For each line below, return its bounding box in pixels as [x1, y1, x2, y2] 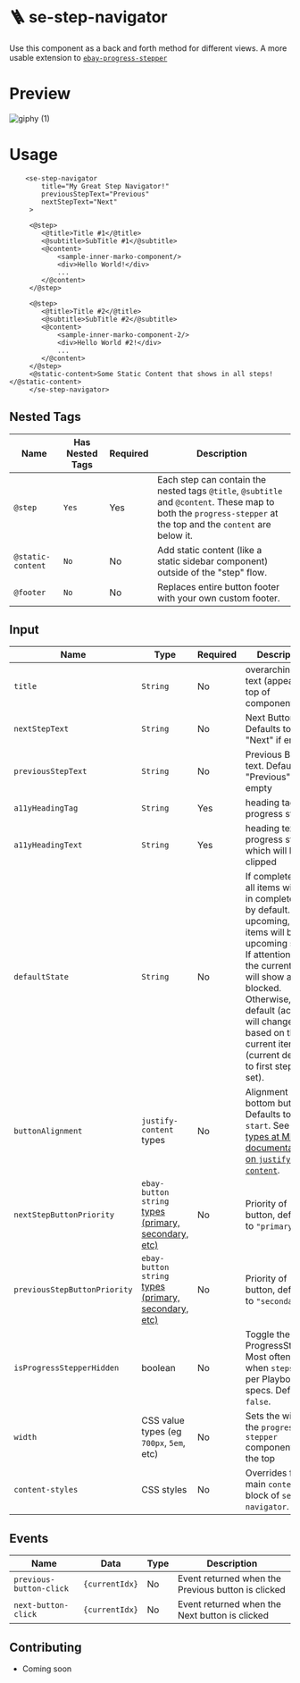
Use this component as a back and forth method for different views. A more [9, 42, 287, 54]
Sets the [245, 1410, 280, 1422]
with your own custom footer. [157, 592, 280, 604]
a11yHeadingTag [13, 804, 79, 813]
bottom [245, 1097, 276, 1109]
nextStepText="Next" [41, 198, 118, 206]
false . [245, 1395, 271, 1408]
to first [245, 1060, 273, 1073]
